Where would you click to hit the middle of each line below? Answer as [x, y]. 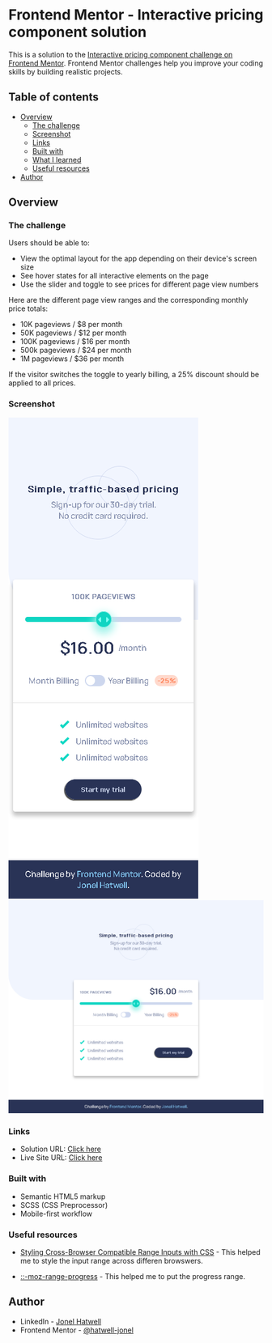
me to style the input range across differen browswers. [112, 1260]
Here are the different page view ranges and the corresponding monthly [128, 300]
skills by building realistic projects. [66, 71]
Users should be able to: [49, 243]
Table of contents [53, 98]
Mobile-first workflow [56, 1213]
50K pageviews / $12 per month [73, 333]
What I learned [57, 159]
